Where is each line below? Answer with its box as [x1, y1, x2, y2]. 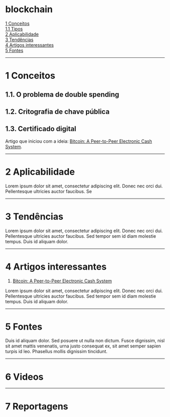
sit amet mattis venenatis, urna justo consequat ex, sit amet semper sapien [5, 343, 161, 349]
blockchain [5, 4, 53, 15]
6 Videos [5, 371, 44, 382]
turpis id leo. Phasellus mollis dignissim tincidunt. [5, 348, 108, 355]
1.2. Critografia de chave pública [5, 107, 110, 116]
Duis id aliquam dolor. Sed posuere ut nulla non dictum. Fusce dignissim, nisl [5, 338, 165, 344]
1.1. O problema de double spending [5, 90, 119, 99]
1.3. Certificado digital [5, 124, 77, 133]
